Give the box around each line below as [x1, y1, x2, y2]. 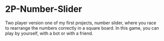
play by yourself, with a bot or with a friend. [5, 30, 94, 36]
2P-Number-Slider [5, 3, 82, 15]
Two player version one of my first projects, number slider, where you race [5, 20, 157, 26]
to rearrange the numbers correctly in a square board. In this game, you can [5, 25, 159, 31]
